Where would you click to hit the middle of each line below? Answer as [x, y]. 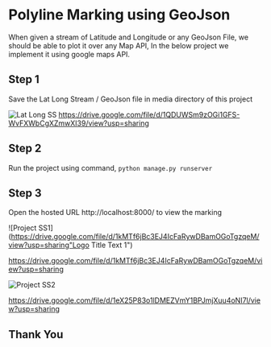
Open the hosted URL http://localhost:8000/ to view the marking [115, 213]
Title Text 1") [112, 245]
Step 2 [25, 149]
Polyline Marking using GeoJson [119, 15]
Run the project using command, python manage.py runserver [110, 167]
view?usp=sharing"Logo [49, 245]
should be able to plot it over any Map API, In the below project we [119, 45]
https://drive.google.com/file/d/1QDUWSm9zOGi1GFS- [149, 114]
